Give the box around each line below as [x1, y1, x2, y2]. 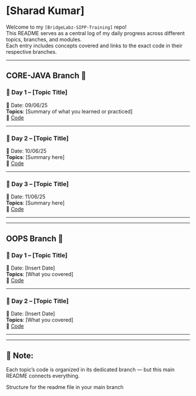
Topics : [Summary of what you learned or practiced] [6, 108, 133, 115]
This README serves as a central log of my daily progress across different [6, 29, 185, 36]
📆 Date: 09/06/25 [6, 101, 48, 109]
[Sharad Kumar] [6, 4, 85, 18]
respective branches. [6, 48, 57, 55]
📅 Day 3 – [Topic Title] [6, 180, 69, 188]
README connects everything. [6, 373, 80, 380]
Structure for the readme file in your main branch [6, 384, 124, 391]
